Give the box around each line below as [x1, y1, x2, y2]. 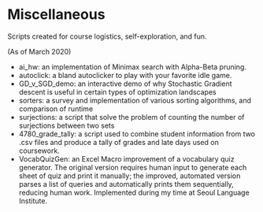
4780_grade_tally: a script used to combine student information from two [18, 128, 256, 139]
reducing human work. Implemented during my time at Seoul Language [18, 188, 250, 197]
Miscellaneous [7, 6, 106, 24]
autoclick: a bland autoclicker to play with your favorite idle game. [18, 70, 232, 80]
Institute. [18, 195, 48, 206]
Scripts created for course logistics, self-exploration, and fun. [7, 32, 207, 41]
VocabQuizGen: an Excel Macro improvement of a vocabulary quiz [18, 154, 235, 163]
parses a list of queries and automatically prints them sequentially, [18, 179, 234, 188]
